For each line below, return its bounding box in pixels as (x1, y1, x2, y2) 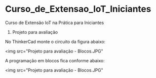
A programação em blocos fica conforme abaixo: (5, 57, 105, 63)
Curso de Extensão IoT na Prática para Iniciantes (5, 20, 104, 26)
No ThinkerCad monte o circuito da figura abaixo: (5, 38, 106, 45)
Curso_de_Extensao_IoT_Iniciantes (5, 3, 152, 15)
